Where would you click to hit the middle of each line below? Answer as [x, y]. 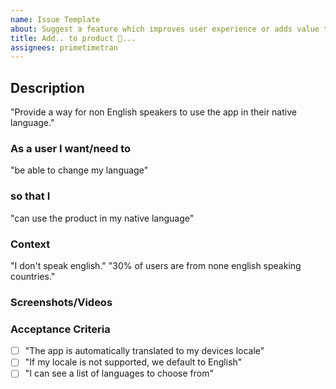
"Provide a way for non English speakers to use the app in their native [153, 112]
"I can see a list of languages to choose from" [119, 373]
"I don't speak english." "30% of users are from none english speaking [156, 265]
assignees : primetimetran [64, 47]
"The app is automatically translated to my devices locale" [144, 351]
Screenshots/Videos [61, 302]
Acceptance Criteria [60, 329]
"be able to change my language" [79, 170]
